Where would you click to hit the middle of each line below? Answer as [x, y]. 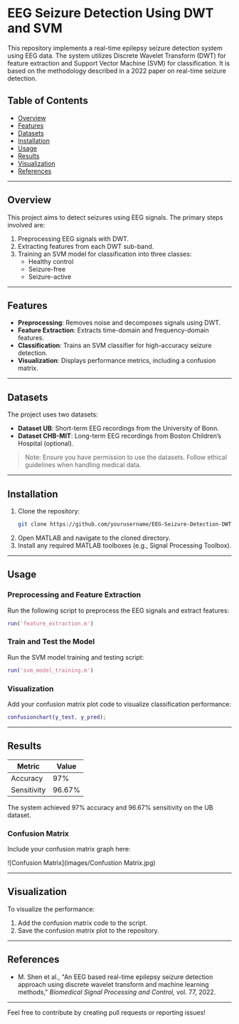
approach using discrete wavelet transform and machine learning [113, 984]
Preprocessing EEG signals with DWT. [73, 239]
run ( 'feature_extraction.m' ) [51, 623]
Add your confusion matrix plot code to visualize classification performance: [119, 704]
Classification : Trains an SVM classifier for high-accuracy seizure [115, 345]
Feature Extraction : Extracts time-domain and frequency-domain [113, 330]
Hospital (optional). [46, 444]
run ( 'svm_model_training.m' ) [51, 670]
